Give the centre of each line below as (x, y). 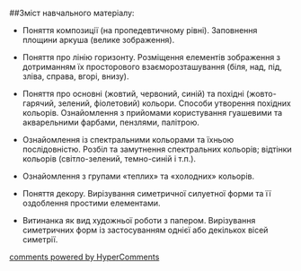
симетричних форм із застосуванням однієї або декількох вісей (145, 230)
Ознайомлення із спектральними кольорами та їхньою (128, 140)
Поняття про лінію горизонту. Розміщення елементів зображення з (151, 57)
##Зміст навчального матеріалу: (72, 13)
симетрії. (40, 240)
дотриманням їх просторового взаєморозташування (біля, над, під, (152, 67)
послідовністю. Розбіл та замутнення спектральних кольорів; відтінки (157, 149)
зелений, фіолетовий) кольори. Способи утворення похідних (175, 103)
